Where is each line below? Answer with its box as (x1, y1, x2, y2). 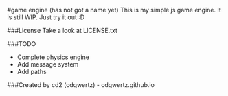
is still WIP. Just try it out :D (7, 13, 85, 21)
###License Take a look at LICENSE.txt (7, 27, 118, 34)
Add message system (16, 60, 79, 68)
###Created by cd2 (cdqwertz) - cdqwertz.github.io (7, 81, 155, 88)
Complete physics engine (16, 53, 89, 61)
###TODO (7, 40, 36, 47)
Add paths (16, 68, 47, 75)
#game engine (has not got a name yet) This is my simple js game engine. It (7, 6, 221, 14)
